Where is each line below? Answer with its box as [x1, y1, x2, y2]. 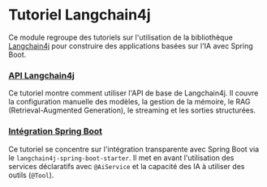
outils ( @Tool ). [8, 170, 54, 180]
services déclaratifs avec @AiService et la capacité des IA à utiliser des [8, 161, 245, 171]
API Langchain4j [8, 70, 75, 81]
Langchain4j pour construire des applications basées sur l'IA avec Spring [8, 40, 253, 50]
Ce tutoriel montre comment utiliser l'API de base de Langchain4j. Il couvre [8, 88, 259, 98]
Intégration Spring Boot [8, 125, 103, 137]
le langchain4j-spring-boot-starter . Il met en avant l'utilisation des [8, 152, 235, 163]
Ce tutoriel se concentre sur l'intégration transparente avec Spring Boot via [8, 144, 260, 154]
